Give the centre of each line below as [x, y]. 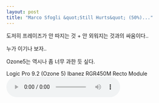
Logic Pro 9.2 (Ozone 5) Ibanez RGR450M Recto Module [77, 73]
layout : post [23, 12]
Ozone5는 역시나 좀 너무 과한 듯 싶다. [51, 61]
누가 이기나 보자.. [27, 48]
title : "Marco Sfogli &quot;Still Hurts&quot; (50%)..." [80, 18]
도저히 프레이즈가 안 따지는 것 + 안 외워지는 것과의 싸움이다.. [77, 35]
